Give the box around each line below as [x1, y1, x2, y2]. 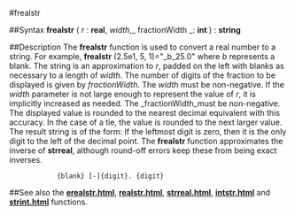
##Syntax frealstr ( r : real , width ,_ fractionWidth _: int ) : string [9, 25, 241, 35]
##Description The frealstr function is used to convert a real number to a [9, 42, 276, 52]
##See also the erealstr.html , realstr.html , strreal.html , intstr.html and [9, 188, 271, 197]
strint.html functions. [9, 196, 89, 207]
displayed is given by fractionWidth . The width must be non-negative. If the [9, 80, 285, 89]
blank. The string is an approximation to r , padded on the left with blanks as [9, 61, 285, 71]
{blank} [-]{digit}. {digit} [56, 172, 165, 180]
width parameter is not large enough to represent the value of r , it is [9, 88, 257, 99]
